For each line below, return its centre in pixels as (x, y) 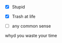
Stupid (19, 7)
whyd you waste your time (31, 36)
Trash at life (24, 17)
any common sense (31, 26)
